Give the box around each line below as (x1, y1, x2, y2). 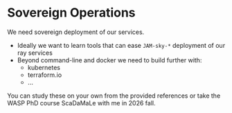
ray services (17, 49, 53, 57)
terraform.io (27, 71, 62, 79)
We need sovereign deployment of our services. (7, 28, 145, 36)
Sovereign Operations (7, 5, 136, 21)
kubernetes (27, 63, 61, 71)
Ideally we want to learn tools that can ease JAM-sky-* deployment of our (17, 41, 226, 49)
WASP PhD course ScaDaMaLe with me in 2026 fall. (7, 98, 156, 107)
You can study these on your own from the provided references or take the (7, 92, 221, 100)
